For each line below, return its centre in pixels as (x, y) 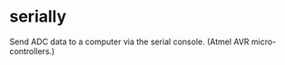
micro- (264, 42)
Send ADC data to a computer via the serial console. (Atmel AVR (129, 42)
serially (38, 17)
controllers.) (32, 51)
